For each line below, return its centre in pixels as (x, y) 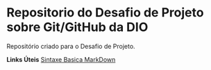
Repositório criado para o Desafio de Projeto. (71, 46)
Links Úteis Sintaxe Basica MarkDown (61, 59)
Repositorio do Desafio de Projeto (105, 13)
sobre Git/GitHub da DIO (77, 27)
